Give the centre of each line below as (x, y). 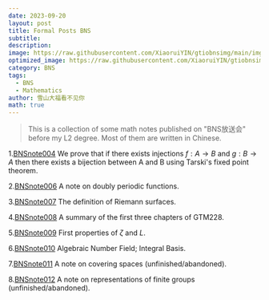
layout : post (30, 23)
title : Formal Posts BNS (50, 30)
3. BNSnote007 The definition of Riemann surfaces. (92, 202)
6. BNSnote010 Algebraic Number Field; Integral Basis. (97, 249)
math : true (26, 105)
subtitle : (25, 38)
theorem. (23, 171)
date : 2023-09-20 (37, 16)
